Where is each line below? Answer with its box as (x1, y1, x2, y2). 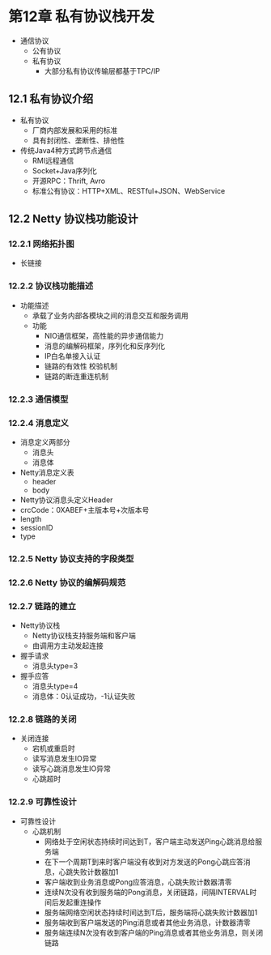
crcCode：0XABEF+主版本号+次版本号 (19, 505, 150, 514)
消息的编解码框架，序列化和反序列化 (44, 341, 166, 351)
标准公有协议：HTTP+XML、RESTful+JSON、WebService (32, 185, 226, 195)
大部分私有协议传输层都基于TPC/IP (44, 66, 160, 75)
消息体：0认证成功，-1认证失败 (32, 692, 136, 701)
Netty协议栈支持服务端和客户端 (32, 631, 136, 641)
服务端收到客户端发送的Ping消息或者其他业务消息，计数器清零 (44, 917, 251, 927)
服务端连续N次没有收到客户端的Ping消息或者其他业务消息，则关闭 (44, 927, 264, 937)
